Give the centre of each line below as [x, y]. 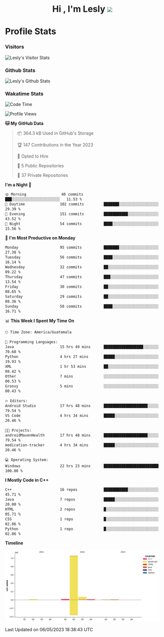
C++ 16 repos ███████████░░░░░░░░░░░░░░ [82, 490]
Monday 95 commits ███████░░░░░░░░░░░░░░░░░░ [82, 248]
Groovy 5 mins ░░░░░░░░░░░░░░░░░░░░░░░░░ [82, 387]
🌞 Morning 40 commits [44, 194]
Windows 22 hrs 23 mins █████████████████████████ [82, 466]
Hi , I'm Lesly [79, 9]
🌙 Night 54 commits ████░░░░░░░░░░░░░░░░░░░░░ [82, 224]
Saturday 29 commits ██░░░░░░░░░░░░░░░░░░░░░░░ [82, 297]
